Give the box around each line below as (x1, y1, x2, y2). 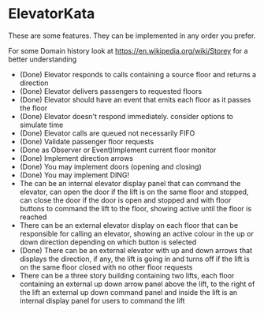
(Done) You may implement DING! (19, 170, 130, 180)
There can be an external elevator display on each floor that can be (19, 220, 239, 229)
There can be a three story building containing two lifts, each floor (19, 270, 235, 280)
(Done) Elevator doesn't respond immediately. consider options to (19, 111, 234, 121)
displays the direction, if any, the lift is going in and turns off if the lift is (19, 254, 250, 263)
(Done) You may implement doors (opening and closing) (19, 162, 203, 171)
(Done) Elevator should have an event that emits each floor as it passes (19, 95, 251, 104)
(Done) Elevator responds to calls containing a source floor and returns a (19, 69, 257, 79)
